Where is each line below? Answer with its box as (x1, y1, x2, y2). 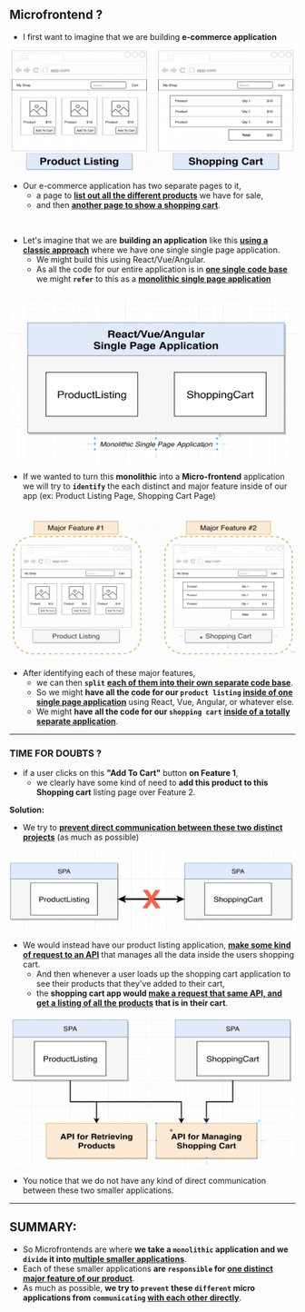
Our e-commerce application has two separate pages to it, (22, 180, 242, 191)
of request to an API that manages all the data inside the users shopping (22, 949, 295, 960)
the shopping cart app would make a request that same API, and (35, 988, 283, 999)
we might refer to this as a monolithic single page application (35, 273, 271, 284)
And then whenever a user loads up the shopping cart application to (35, 969, 291, 979)
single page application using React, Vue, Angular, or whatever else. (35, 696, 295, 707)
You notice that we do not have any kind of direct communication (22, 1175, 267, 1186)
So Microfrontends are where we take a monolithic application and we (22, 1244, 289, 1255)
